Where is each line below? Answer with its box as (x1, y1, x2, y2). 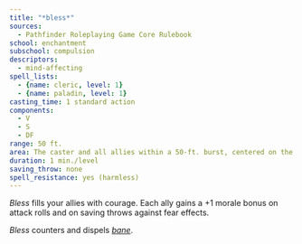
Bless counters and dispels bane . (9, 225, 134, 236)
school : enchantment (9, 38, 88, 48)
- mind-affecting (17, 64, 83, 73)
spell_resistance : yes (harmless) (9, 173, 140, 182)
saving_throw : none (9, 164, 83, 174)
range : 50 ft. (9, 139, 63, 148)
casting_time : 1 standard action (9, 97, 136, 107)
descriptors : (9, 55, 59, 64)
